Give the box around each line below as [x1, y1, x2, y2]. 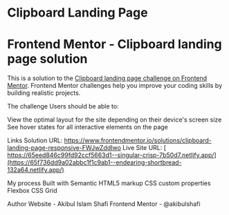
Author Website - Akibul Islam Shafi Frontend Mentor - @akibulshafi [7, 200, 201, 208]
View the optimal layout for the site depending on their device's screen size [7, 115, 222, 124]
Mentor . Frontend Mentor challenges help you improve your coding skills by [7, 82, 223, 90]
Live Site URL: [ [122, 144, 167, 152]
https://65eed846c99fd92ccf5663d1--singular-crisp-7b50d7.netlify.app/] [7, 151, 217, 160]
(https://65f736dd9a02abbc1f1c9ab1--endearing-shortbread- [7, 158, 182, 167]
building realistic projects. [7, 88, 81, 97]
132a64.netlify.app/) [7, 166, 64, 174]
